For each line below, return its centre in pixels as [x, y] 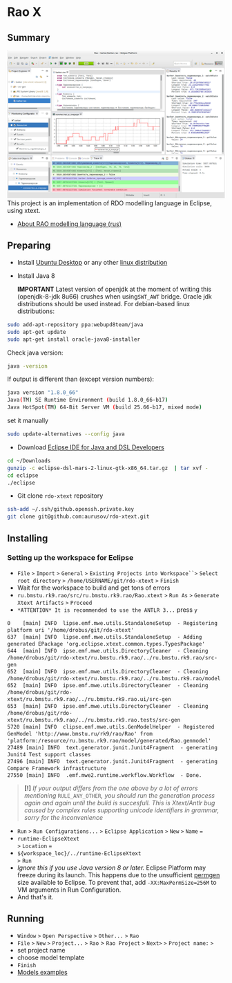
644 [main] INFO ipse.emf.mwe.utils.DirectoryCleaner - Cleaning [108, 650]
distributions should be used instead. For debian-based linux [103, 303]
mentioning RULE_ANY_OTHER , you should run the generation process [119, 795]
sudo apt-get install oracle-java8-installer [74, 339]
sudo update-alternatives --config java [66, 434]
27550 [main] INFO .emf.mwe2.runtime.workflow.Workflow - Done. [105, 775]
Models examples [42, 972]
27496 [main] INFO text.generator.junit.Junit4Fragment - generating [112, 761]
